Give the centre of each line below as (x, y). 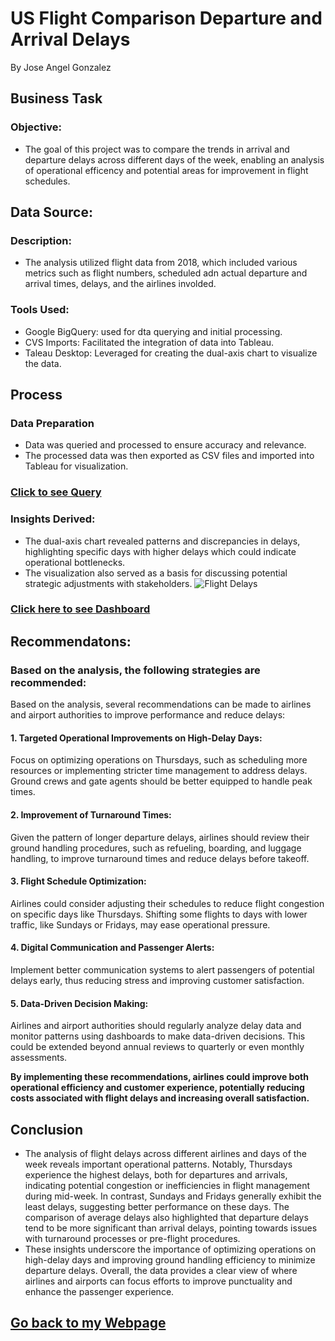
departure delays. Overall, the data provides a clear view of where (161, 1270)
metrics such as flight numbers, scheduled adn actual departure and (166, 273)
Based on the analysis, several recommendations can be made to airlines (161, 704)
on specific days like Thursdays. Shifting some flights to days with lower (159, 914)
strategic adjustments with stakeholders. (108, 583)
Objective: (36, 127)
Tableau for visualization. (76, 466)
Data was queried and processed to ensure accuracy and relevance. (165, 445)
